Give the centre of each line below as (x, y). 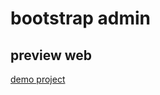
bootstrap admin (81, 18)
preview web (51, 55)
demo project (38, 79)
